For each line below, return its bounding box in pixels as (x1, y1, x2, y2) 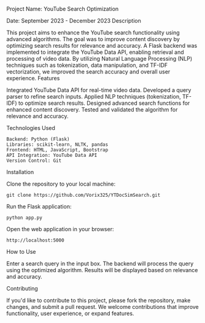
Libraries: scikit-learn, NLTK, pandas (6, 142, 109, 148)
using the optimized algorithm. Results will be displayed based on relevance (6, 267, 198, 273)
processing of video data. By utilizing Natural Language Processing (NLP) (6, 55, 193, 62)
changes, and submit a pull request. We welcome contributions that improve (6, 303, 199, 310)
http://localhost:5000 (6, 237, 64, 243)
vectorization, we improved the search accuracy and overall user (6, 68, 171, 75)
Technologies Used (6, 124, 55, 131)
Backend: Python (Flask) (6, 136, 70, 142)
